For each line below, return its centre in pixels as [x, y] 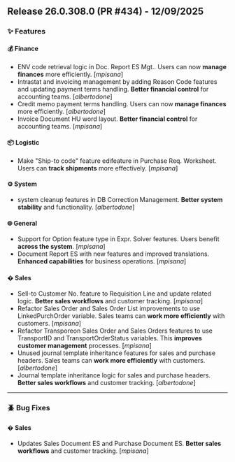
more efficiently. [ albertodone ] [62, 111]
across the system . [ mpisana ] [62, 247]
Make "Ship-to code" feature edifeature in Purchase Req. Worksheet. [117, 161]
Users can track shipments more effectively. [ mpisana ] [98, 168]
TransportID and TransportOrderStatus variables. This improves [110, 338]
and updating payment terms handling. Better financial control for [113, 89]
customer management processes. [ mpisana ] [84, 346]
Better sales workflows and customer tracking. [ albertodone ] [106, 383]
